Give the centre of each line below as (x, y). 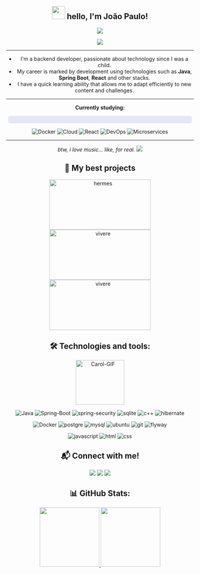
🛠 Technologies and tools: (100, 346)
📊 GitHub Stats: (100, 493)
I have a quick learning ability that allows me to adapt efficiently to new (104, 84)
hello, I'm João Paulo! (107, 16)
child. (104, 65)
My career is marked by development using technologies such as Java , (104, 71)
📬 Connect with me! (100, 456)
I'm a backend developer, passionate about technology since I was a (104, 59)
